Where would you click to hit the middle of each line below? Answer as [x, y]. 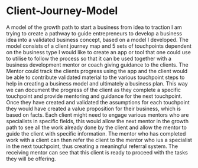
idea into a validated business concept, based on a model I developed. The [98, 39]
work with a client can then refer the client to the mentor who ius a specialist [99, 140]
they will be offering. [31, 159]
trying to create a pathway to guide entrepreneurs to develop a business [94, 33]
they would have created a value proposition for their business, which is [94, 108]
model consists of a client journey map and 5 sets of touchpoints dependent [99, 46]
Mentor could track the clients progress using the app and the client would [97, 71]
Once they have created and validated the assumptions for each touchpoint [98, 102]
